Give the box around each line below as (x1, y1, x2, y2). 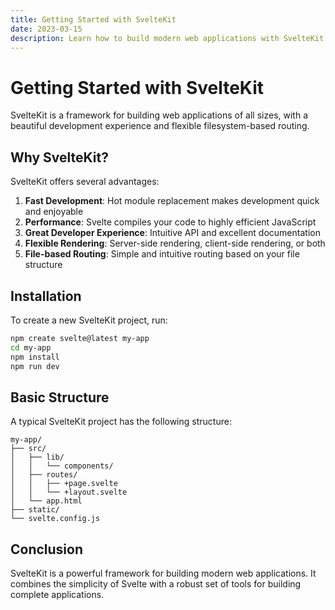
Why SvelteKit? (10, 149, 109, 166)
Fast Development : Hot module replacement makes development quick (24, 195, 320, 207)
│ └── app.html (10, 496, 83, 506)
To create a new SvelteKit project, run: (10, 314, 168, 326)
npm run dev (10, 361, 60, 371)
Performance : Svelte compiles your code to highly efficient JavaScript (24, 216, 317, 228)
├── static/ (10, 505, 60, 515)
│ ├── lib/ (10, 452, 65, 463)
